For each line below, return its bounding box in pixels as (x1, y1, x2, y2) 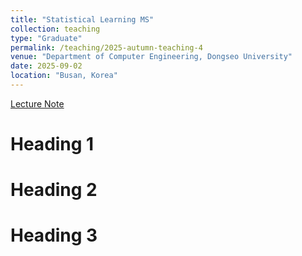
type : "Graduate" (10, 33, 83, 43)
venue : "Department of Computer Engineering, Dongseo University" (10, 52, 293, 62)
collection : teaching (10, 24, 101, 34)
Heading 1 (10, 133, 95, 156)
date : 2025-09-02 (10, 61, 83, 71)
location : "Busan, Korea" (10, 71, 118, 81)
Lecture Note (10, 97, 65, 110)
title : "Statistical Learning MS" (10, 14, 155, 25)
